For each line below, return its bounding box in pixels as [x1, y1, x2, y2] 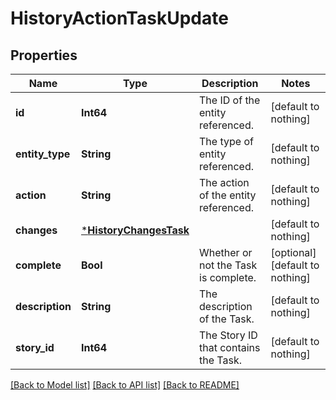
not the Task [199, 258, 258, 272]
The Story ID [199, 328, 258, 342]
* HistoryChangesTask [80, 223, 190, 237]
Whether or [199, 246, 253, 259]
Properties [10, 47, 78, 64]
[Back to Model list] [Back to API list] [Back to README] [10, 379, 240, 391]
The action [199, 176, 250, 189]
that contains [199, 341, 261, 354]
